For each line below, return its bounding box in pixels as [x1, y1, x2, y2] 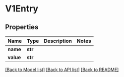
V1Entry [5, 3, 39, 14]
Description [44, 38, 72, 44]
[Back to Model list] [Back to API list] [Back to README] [5, 67, 119, 73]
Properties [5, 23, 39, 31]
